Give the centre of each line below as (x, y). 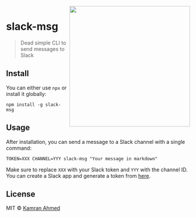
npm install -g (24, 105)
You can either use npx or (36, 88)
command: (19, 148)
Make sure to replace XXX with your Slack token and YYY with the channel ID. (97, 170)
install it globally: (26, 94)
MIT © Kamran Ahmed (33, 208)
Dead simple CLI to (43, 43)
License (21, 194)
